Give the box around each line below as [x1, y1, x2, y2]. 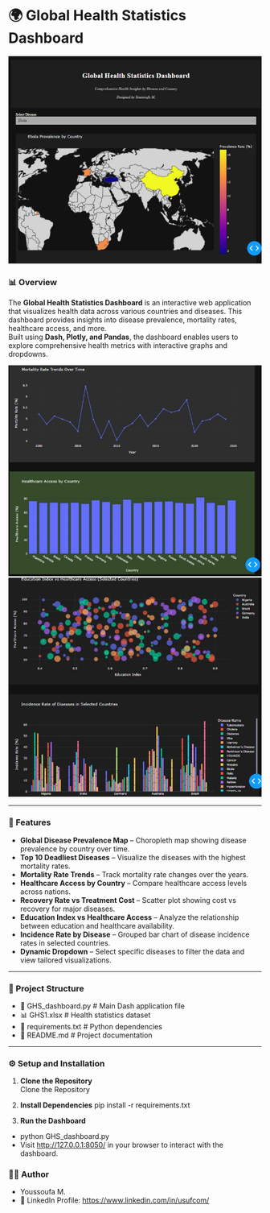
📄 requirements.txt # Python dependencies [19, 1021, 163, 1031]
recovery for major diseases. [19, 904, 116, 913]
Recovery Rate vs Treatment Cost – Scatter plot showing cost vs [19, 895, 237, 905]
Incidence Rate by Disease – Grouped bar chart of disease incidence [19, 929, 250, 939]
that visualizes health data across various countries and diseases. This [8, 307, 243, 317]
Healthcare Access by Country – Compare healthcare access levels [19, 878, 247, 888]
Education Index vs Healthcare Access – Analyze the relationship [19, 912, 239, 922]
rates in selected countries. [19, 938, 111, 947]
